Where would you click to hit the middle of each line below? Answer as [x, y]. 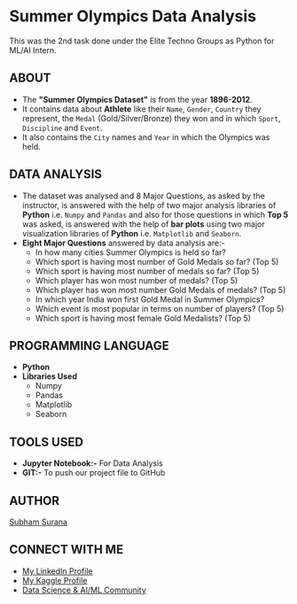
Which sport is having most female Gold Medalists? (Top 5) [143, 318]
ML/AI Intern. [33, 50]
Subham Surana [39, 522]
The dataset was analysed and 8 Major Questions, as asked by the [144, 196]
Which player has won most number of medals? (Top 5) [137, 280]
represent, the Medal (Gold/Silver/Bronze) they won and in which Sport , [151, 118]
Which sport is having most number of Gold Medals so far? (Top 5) [157, 261]
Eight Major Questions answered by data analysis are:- [123, 243]
